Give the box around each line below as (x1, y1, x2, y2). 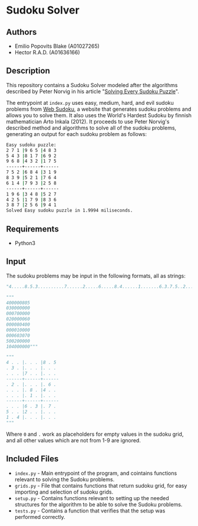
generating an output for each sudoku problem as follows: (6, 130, 147, 137)
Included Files (6, 454, 59, 464)
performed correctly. (14, 513, 66, 520)
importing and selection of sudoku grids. (14, 488, 114, 495)
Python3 (14, 240, 35, 246)
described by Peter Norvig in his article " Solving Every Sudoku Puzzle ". (6, 88, 180, 95)
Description (6, 66, 50, 76)
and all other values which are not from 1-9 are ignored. (6, 436, 141, 444)
